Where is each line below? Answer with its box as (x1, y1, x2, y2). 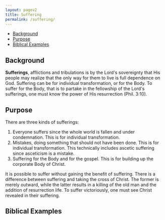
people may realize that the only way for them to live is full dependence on (5, 75, 160, 81)
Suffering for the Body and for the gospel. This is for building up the (12, 156, 154, 162)
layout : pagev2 (5, 7, 37, 13)
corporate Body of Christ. (12, 161, 66, 167)
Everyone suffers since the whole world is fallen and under (12, 129, 135, 135)
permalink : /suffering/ (5, 17, 56, 22)
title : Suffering (5, 12, 42, 17)
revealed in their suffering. (5, 193, 60, 198)
